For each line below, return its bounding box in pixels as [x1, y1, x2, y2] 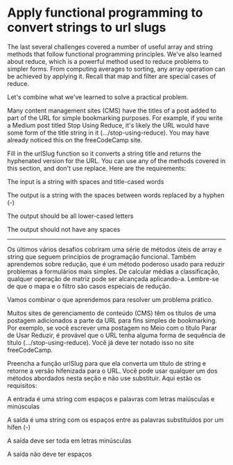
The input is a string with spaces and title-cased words [7, 177, 164, 185]
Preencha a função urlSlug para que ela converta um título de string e [7, 359, 207, 367]
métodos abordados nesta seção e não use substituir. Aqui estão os [7, 373, 201, 382]
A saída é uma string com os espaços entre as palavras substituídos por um [7, 415, 224, 424]
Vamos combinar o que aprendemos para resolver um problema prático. [7, 295, 214, 303]
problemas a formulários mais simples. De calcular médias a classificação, [7, 267, 220, 276]
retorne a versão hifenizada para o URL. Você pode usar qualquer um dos [7, 366, 218, 375]
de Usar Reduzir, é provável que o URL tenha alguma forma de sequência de [7, 331, 226, 339]
